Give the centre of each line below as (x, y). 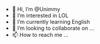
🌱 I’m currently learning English (51, 22)
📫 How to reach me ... (40, 35)
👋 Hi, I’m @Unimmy (36, 9)
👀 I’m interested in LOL (40, 15)
